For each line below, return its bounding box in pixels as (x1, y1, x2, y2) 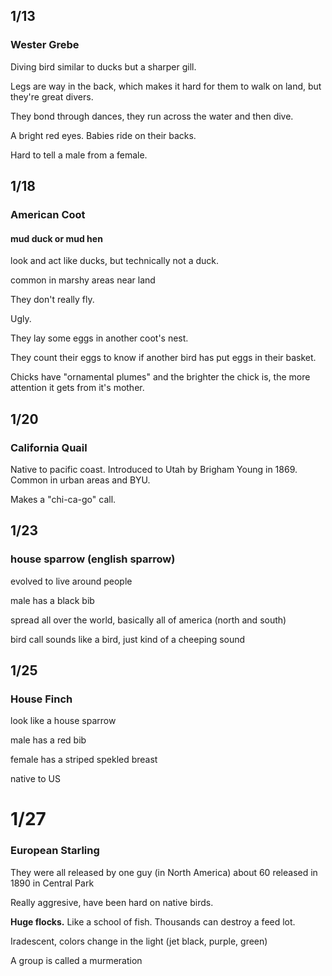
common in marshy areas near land (10, 274, 156, 286)
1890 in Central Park (10, 877, 95, 889)
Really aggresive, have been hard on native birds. (10, 896, 214, 908)
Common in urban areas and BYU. (10, 474, 151, 486)
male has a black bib (10, 594, 95, 606)
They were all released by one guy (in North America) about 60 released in (10, 866, 318, 878)
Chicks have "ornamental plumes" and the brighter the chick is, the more (10, 371, 311, 383)
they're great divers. (10, 90, 94, 103)
